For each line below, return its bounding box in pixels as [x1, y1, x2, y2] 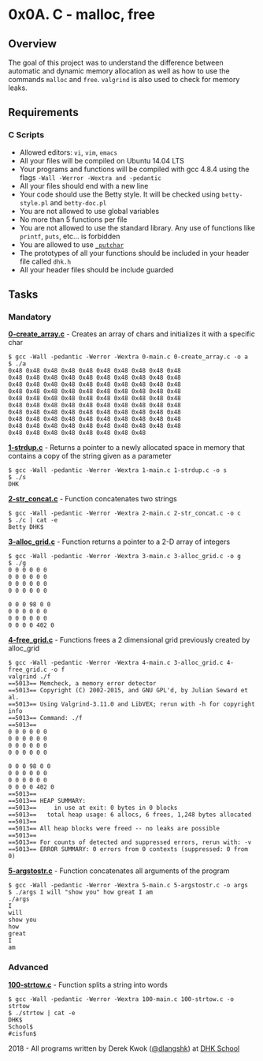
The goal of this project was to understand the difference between [8, 58, 224, 67]
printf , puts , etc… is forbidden [19, 231, 120, 241]
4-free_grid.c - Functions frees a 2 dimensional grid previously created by [8, 635, 250, 645]
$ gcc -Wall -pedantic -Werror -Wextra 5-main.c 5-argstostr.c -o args [8, 882, 248, 890]
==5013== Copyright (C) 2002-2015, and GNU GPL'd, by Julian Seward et [8, 687, 248, 695]
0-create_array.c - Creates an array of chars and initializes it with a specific [8, 329, 256, 339]
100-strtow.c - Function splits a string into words [8, 980, 168, 989]
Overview [8, 37, 57, 51]
